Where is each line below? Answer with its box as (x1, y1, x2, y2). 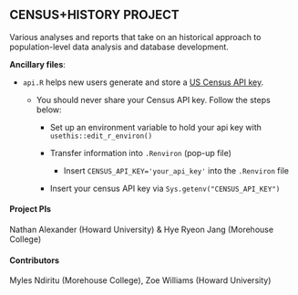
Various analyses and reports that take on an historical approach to (9, 31, 262, 42)
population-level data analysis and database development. (9, 41, 230, 52)
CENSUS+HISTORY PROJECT (9, 7, 180, 23)
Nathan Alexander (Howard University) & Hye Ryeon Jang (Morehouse (9, 224, 274, 236)
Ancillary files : (9, 58, 67, 69)
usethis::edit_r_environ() (49, 132, 153, 141)
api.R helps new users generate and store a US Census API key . (22, 77, 264, 88)
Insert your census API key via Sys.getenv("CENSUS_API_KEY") (49, 183, 281, 194)
